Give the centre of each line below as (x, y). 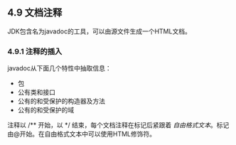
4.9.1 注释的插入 (35, 51)
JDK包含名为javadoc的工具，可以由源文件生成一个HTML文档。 (100, 31)
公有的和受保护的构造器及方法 (61, 101)
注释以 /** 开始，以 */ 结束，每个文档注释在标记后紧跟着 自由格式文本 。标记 (118, 125)
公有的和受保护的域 (46, 110)
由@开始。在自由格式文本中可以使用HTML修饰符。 (82, 134)
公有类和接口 (36, 92)
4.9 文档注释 (35, 13)
